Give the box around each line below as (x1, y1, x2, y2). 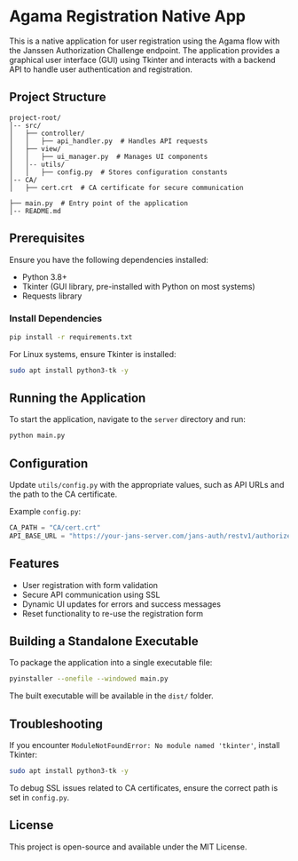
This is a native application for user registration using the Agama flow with (9, 36, 280, 46)
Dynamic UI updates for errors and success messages (21, 598, 222, 610)
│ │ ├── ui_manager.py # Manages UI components (9, 152, 208, 161)
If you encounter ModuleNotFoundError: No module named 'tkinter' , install (9, 740, 280, 751)
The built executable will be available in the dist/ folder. (9, 690, 215, 701)
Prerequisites (9, 231, 85, 246)
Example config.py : (9, 506, 82, 517)
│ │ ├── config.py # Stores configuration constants (9, 167, 228, 177)
